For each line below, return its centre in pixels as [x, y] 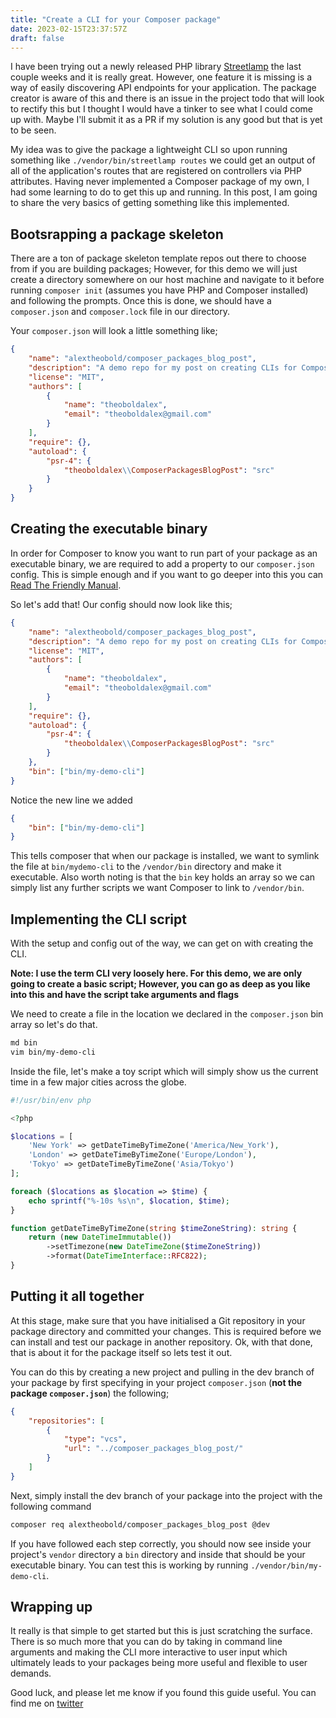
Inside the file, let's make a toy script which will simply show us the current [164, 1071]
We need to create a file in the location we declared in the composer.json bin [167, 1014]
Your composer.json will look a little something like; [114, 331]
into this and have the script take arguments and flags [125, 995]
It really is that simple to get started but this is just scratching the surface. [161, 1631]
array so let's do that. [54, 1025]
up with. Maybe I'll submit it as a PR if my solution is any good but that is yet [166, 120]
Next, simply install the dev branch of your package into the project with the [166, 1495]
